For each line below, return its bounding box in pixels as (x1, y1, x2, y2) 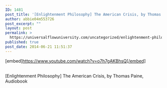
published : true (5, 40, 39, 45)
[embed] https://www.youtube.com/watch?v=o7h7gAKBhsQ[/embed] (5, 58, 146, 64)
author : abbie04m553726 (5, 16, 55, 21)
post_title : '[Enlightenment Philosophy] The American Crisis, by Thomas (5, 12, 162, 17)
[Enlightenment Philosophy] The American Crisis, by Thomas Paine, (5, 73, 144, 79)
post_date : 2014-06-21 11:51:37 (5, 44, 72, 49)
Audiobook (5, 78, 28, 84)
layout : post (5, 26, 32, 31)
